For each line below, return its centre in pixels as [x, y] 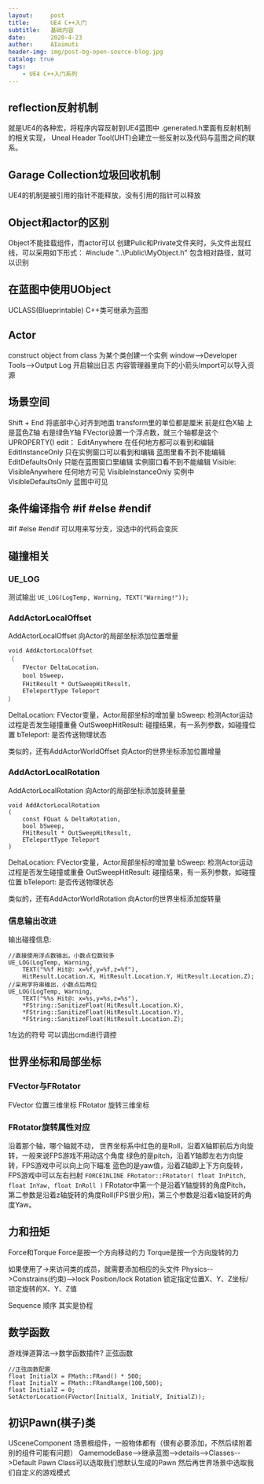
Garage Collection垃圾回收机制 [84, 175]
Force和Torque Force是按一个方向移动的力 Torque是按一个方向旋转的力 [124, 1252]
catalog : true [31, 60]
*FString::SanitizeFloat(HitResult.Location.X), [103, 1005]
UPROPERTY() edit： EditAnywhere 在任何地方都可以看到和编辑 [111, 442]
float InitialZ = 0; [42, 1390]
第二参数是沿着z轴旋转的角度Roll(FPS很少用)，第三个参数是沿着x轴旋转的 [126, 1195]
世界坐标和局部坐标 [55, 1062]
